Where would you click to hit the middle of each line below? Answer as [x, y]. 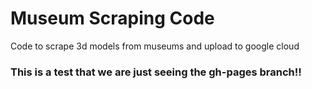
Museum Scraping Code [112, 18]
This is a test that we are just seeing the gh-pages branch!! [156, 72]
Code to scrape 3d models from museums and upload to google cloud [155, 46]
